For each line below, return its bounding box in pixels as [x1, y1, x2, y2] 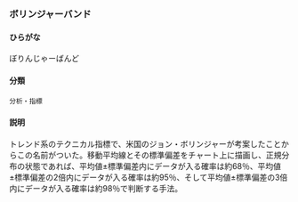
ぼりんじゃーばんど [9, 53, 80, 64]
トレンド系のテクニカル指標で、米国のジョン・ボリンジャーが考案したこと [9, 138, 282, 149]
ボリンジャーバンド [9, 7, 92, 20]
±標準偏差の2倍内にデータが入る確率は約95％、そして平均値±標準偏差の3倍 [9, 172, 288, 182]
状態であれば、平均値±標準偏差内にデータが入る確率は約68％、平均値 [24, 160, 282, 171]
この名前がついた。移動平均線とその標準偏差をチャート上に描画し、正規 [16, 149, 282, 160]
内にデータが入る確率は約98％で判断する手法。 [9, 182, 183, 193]
